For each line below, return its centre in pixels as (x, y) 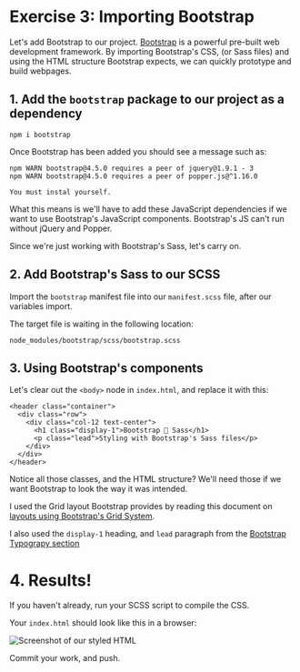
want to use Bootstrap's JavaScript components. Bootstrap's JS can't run (147, 218)
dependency (46, 114)
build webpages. (40, 71)
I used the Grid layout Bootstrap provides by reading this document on (141, 507)
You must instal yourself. (60, 192)
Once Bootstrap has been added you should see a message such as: (138, 151)
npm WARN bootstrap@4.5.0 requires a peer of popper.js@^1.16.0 (134, 176)
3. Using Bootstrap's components (106, 368)
